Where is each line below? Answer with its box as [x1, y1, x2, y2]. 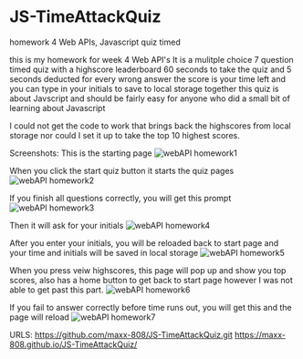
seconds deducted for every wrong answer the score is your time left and [9, 73, 286, 84]
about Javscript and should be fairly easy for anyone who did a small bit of [9, 93, 290, 104]
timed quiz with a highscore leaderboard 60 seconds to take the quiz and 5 [9, 64, 292, 75]
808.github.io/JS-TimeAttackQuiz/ [9, 339, 138, 350]
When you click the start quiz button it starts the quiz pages [9, 165, 235, 176]
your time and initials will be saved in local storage [9, 247, 199, 258]
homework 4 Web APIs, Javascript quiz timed [9, 36, 181, 47]
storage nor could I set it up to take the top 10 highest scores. [9, 129, 240, 140]
